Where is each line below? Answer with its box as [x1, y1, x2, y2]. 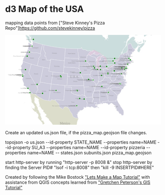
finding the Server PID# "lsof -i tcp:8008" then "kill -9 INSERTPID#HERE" [5, 164, 154, 170]
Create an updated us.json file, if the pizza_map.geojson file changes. [5, 129, 147, 135]
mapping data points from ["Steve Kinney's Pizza [5, 20, 105, 26]
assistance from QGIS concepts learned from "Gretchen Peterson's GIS [5, 179, 151, 185]
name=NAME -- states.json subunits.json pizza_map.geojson [27, 150, 152, 156]
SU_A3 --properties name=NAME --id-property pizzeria [31, 144, 145, 150]
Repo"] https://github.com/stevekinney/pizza [5, 25, 95, 31]
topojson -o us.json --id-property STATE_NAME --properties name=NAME [5, 139, 157, 145]
